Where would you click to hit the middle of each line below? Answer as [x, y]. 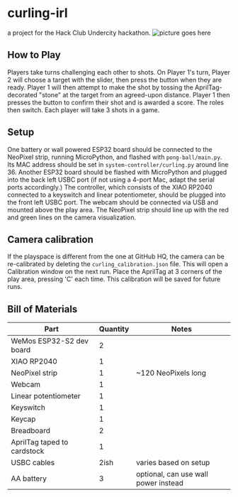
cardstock [28, 451]
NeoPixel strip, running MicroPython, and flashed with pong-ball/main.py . [115, 157]
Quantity [114, 329]
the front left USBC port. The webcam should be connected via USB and [113, 202]
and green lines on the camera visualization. [72, 217]
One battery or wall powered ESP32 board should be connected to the [110, 149]
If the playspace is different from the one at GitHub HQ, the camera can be [116, 256]
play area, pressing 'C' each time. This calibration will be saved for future [114, 279]
